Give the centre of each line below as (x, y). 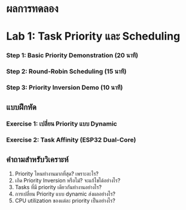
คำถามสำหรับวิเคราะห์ (37, 159)
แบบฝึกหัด (22, 107)
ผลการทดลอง (32, 9)
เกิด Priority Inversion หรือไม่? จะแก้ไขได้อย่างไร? (68, 181)
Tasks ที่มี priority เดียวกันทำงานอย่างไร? (58, 187)
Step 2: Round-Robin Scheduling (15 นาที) (66, 72)
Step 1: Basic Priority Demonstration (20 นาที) (72, 56)
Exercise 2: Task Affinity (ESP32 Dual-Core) (71, 140)
